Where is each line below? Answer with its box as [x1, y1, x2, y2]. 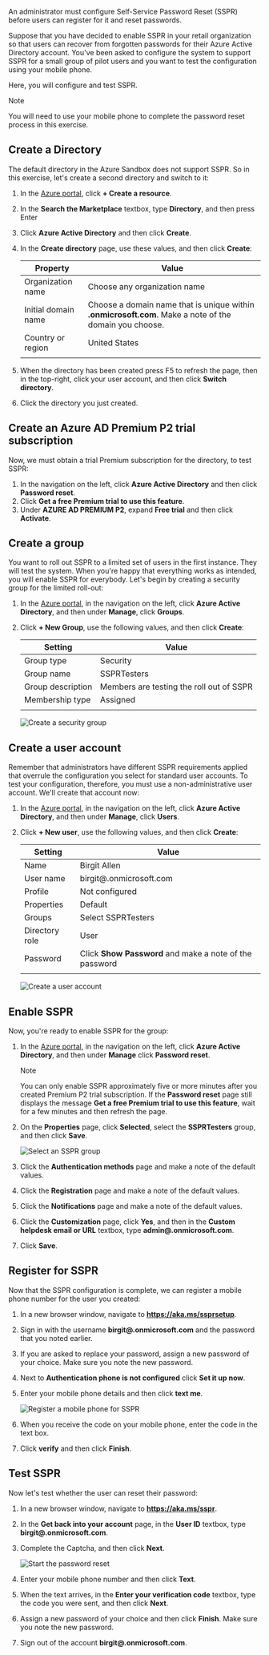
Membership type [23, 695, 91, 706]
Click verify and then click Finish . [19, 1444, 132, 1453]
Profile [23, 886, 50, 897]
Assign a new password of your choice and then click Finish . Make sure [19, 1613, 258, 1623]
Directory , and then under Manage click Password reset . [19, 1050, 211, 1060]
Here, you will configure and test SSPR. [8, 80, 138, 90]
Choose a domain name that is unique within [87, 299, 255, 310]
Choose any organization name [87, 280, 206, 292]
